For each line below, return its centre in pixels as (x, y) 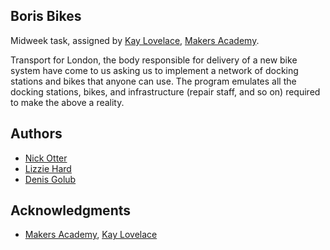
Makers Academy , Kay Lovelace (91, 235)
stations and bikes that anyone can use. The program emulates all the (153, 81)
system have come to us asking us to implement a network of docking (154, 70)
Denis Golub (50, 179)
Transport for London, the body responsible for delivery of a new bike (154, 60)
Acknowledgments (71, 210)
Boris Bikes (46, 16)
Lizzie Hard (48, 168)
